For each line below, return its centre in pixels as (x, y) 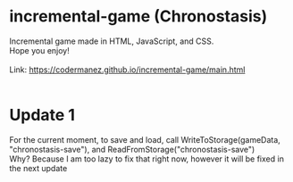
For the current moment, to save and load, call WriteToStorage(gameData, (145, 139)
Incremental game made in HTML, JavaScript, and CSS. (112, 41)
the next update (38, 168)
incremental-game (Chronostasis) (138, 17)
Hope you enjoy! (39, 50)
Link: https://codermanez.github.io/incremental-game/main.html (127, 70)
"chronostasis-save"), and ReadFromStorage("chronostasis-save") (132, 149)
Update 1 (42, 116)
